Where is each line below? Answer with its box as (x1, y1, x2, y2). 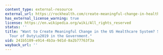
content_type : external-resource (5, 7, 73, 12)
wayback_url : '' (5, 43, 38, 47)
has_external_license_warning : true (5, 16, 79, 21)
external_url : (5, 11, 34, 16)
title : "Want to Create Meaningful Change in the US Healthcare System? (5, 29, 155, 34)
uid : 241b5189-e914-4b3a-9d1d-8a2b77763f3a (5, 38, 95, 43)
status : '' (5, 25, 27, 30)
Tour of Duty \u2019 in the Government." (9, 34, 92, 39)
